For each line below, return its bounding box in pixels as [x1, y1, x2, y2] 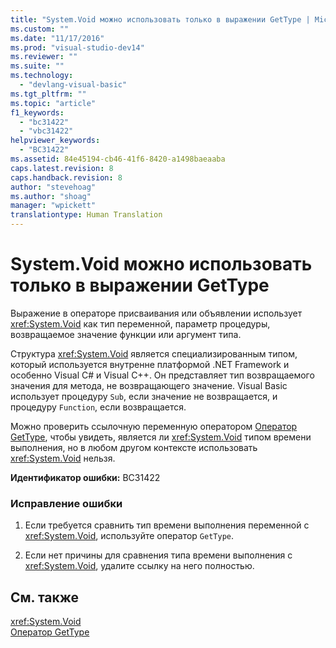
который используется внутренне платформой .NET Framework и [10, 358, 290, 370]
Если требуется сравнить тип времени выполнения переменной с [24, 519, 310, 531]
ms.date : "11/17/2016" [10, 33, 105, 43]
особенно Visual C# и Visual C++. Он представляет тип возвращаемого [10, 369, 315, 381]
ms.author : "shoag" [10, 191, 92, 201]
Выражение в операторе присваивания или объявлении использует [10, 307, 303, 319]
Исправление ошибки [10, 496, 123, 510]
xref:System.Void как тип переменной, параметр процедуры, [10, 317, 271, 330]
